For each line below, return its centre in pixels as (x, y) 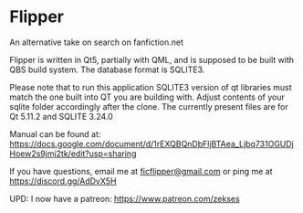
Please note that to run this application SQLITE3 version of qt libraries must (151, 87)
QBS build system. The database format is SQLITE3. (107, 69)
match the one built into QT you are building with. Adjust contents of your (147, 97)
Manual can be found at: (55, 133)
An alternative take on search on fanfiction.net (97, 42)
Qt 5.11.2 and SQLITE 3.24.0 (62, 116)
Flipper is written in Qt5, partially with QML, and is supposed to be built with (152, 59)
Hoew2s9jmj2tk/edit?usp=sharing (73, 154)
